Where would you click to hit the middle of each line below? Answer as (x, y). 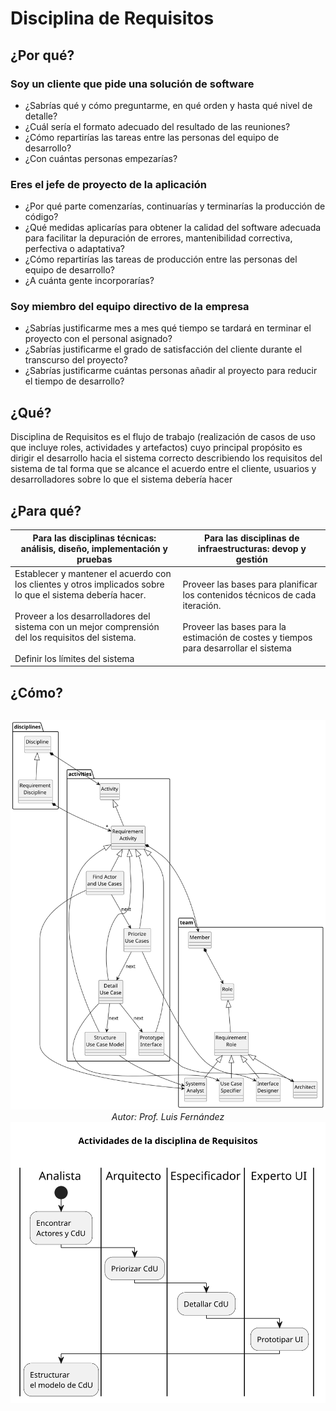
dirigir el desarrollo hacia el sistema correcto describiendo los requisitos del (166, 458)
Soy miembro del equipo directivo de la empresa (130, 307)
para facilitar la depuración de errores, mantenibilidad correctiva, (158, 238)
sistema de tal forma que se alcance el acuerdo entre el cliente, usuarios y (163, 469)
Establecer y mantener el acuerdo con (93, 573)
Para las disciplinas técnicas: (94, 538)
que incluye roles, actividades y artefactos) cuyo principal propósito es (156, 448)
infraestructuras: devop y (252, 548)
